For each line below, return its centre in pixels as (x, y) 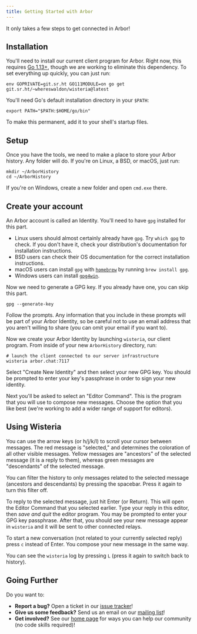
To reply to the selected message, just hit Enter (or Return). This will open (95, 502)
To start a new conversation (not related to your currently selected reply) (94, 538)
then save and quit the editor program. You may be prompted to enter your (96, 514)
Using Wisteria (34, 427)
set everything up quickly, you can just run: (58, 74)
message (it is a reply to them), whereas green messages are (80, 460)
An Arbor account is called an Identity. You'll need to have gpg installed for (96, 221)
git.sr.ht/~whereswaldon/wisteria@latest (58, 89)
